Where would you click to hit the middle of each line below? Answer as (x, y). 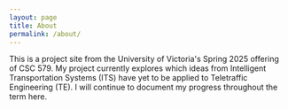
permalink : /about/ (45, 34)
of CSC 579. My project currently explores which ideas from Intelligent (138, 68)
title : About (33, 26)
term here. (28, 97)
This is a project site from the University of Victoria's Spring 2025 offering (144, 59)
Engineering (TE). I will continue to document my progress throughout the (144, 87)
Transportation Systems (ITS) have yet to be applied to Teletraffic (128, 78)
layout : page (33, 17)
